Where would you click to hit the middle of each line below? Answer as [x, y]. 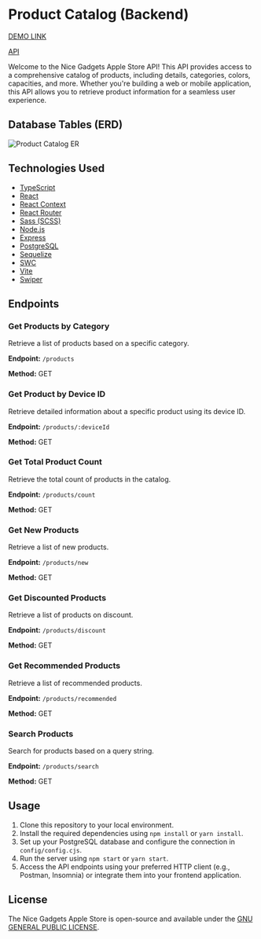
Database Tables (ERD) [66, 125]
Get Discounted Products [57, 598]
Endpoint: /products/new [48, 563]
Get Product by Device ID [57, 394]
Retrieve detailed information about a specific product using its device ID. [127, 411]
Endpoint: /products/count [52, 494]
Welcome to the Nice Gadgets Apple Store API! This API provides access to [130, 66]
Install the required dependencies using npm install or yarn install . [131, 833]
